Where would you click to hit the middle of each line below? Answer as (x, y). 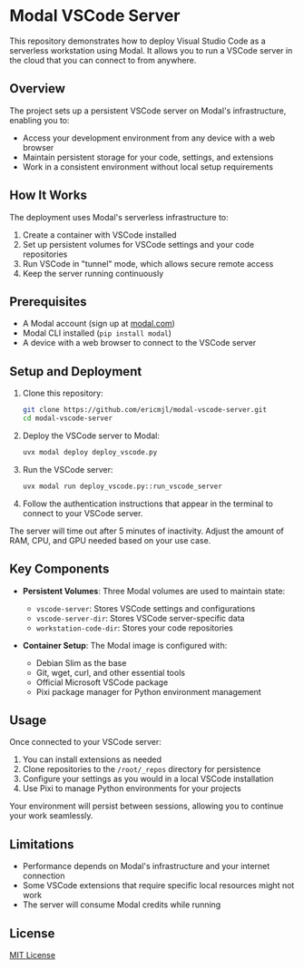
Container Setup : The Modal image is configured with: (125, 645)
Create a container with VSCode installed (99, 235)
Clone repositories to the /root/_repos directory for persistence (142, 769)
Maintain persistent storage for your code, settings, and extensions (148, 157)
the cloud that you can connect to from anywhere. (103, 60)
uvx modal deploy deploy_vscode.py (90, 452)
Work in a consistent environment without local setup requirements (148, 166)
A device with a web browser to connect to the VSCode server (139, 343)
